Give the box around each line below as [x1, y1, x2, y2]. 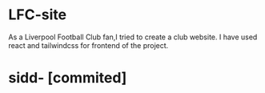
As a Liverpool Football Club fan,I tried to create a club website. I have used [8, 32, 258, 42]
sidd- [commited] [8, 69, 127, 87]
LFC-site [8, 6, 67, 24]
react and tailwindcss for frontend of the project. [8, 40, 169, 50]
